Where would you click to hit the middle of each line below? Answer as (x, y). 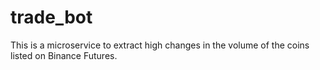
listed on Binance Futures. (64, 55)
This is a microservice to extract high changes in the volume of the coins (160, 45)
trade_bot (51, 17)
